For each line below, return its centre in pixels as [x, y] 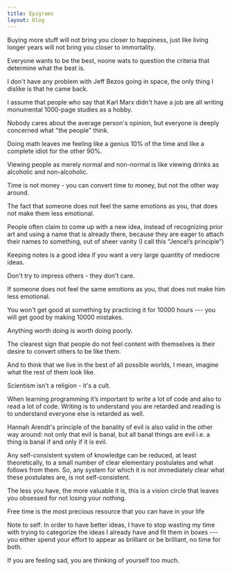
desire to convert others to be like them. [64, 351]
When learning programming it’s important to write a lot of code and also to [114, 399]
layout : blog [26, 20]
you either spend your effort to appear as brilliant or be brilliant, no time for [114, 539]
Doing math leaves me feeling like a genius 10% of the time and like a [106, 143]
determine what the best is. [46, 68]
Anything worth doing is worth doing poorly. [70, 330]
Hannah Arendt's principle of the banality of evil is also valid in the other [110, 427]
